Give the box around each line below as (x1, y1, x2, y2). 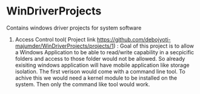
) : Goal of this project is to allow (113, 42, 195, 49)
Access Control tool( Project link (15, 36, 96, 43)
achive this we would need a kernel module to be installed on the (15, 74, 178, 81)
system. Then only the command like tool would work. (15, 80, 150, 88)
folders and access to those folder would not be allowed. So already (15, 55, 185, 62)
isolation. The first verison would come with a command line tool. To (15, 67, 186, 75)
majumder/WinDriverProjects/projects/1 (15, 42, 114, 49)
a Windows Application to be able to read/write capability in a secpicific (15, 48, 195, 55)
